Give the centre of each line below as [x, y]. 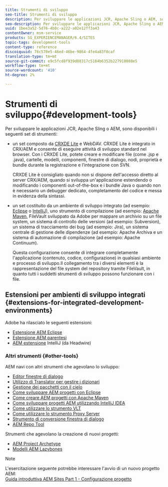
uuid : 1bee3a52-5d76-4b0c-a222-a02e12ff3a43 [52, 29]
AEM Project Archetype [36, 443]
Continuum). [25, 243]
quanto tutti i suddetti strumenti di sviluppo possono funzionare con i [83, 274]
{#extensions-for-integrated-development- [74, 303]
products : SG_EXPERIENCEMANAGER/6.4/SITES [50, 38]
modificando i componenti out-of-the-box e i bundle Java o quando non [86, 185]
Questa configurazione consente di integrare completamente [75, 252]
